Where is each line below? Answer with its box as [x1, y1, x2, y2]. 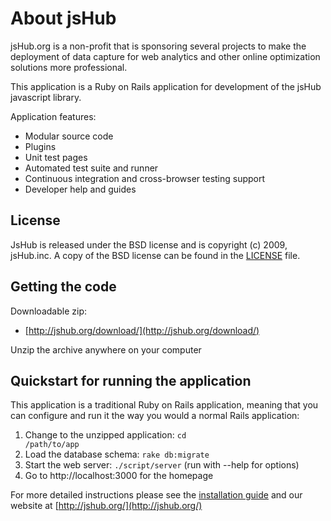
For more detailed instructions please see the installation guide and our [10, 489, 303, 501]
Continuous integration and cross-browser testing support [24, 172, 266, 184]
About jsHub [10, 7, 117, 30]
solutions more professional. [10, 61, 128, 73]
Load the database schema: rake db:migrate [24, 448, 210, 461]
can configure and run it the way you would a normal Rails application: [10, 410, 300, 422]
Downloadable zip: [10, 305, 87, 317]
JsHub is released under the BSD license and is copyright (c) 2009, [10, 238, 288, 251]
